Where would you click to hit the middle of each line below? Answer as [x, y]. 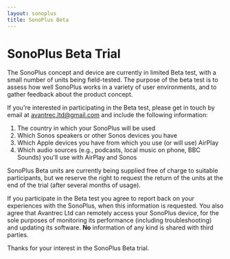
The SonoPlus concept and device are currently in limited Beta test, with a [112, 73]
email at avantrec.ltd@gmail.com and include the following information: [107, 115]
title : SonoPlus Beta [38, 20]
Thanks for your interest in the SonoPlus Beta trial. [78, 248]
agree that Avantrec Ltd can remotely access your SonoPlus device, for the [113, 213]
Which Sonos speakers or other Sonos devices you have [97, 136]
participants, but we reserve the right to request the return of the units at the [115, 178]
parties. [18, 235]
